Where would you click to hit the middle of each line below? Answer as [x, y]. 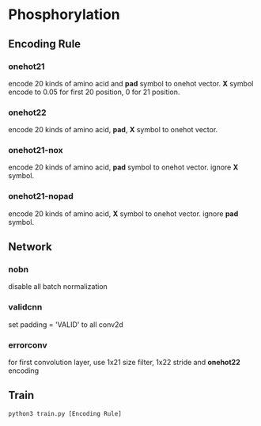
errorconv [28, 344]
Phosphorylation [64, 15]
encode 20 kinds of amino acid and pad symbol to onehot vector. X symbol [131, 83]
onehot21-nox [36, 150]
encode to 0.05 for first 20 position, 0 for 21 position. [94, 92]
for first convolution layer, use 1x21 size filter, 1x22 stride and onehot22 [124, 363]
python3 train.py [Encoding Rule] [65, 413]
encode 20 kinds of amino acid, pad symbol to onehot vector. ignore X [123, 167]
